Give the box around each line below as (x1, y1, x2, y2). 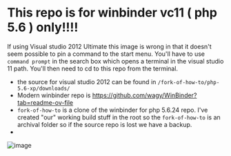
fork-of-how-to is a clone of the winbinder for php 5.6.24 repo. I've (17, 106, 208, 114)
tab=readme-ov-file (17, 98, 74, 106)
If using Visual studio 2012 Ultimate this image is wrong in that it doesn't (7, 42, 212, 50)
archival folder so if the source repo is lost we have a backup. (17, 120, 192, 128)
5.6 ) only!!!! (7, 19, 79, 35)
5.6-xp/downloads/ (17, 85, 70, 92)
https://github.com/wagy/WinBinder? (92, 91, 197, 99)
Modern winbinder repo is (17, 91, 91, 99)
